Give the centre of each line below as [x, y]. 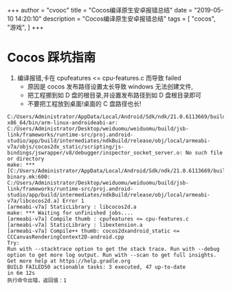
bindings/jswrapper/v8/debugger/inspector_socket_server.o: [95, 153]
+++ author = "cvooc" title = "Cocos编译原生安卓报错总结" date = [100, 10]
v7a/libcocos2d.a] [33, 201]
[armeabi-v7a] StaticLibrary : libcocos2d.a [72, 207]
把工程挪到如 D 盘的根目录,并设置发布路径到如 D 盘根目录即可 [114, 95]
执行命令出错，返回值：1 [37, 280]
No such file [204, 153]
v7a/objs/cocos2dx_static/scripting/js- [66, 146]
